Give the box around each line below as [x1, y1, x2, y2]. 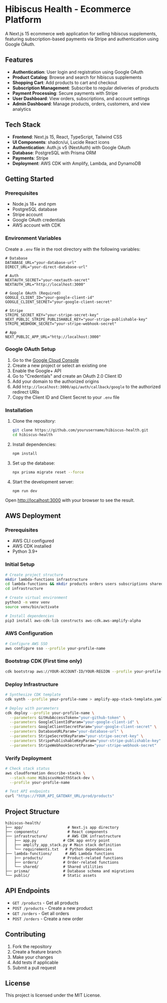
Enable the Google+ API [12, 368, 62, 374]
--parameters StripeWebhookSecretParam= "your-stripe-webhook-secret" [9, 743, 157, 748]
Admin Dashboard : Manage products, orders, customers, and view [12, 101, 150, 107]
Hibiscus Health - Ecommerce [5, 3, 131, 15]
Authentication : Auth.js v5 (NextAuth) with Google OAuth [12, 144, 131, 150]
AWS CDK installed [12, 543, 52, 549]
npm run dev [12, 488, 37, 494]
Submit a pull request [12, 965, 56, 971]
